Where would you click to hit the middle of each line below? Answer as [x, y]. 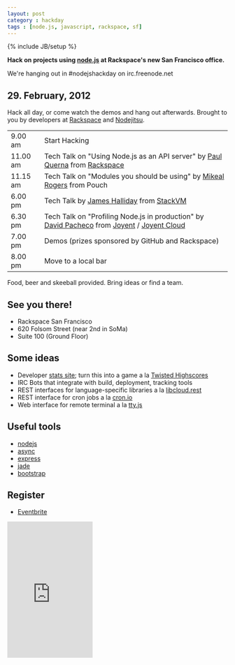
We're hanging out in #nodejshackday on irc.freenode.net [90, 73]
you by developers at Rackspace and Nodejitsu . [76, 120]
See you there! [40, 305]
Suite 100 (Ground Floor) [53, 336]
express [29, 458]
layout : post [26, 14]
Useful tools [34, 427]
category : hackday [36, 20]
